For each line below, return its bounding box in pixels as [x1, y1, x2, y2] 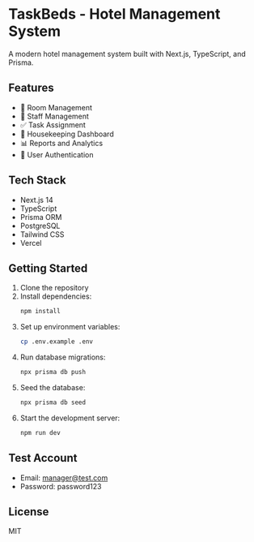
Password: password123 [19, 481, 102, 491]
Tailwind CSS [19, 229, 65, 239]
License [8, 505, 49, 518]
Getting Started [8, 261, 88, 275]
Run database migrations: [19, 352, 106, 362]
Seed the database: [19, 383, 86, 392]
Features [8, 81, 54, 95]
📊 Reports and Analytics [19, 138, 104, 148]
